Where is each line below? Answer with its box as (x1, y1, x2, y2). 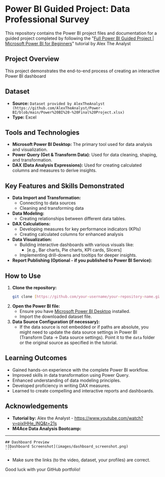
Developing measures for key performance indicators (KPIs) (19, 226, 141, 232)
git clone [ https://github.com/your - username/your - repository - (12, 294, 145, 299)
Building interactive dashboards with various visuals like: (19, 242, 134, 248)
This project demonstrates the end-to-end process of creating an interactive (5, 68, 160, 74)
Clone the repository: (12, 285, 57, 290)
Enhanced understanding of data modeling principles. (12, 377, 121, 383)
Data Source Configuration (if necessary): (12, 318, 100, 325)
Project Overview (5, 55, 59, 63)
